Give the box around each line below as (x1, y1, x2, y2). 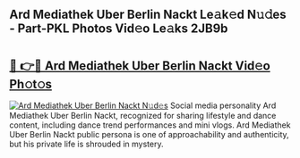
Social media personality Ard (169, 100, 277, 111)
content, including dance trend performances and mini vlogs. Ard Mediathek (9, 120, 291, 130)
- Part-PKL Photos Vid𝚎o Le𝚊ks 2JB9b (9, 21, 228, 37)
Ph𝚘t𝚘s (9, 76, 52, 92)
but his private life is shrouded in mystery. (9, 138, 164, 149)
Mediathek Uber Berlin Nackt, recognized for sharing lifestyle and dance (9, 111, 277, 121)
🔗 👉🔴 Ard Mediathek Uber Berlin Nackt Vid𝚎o (9, 58, 270, 73)
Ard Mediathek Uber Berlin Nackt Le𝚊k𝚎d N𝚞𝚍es (9, 7, 287, 22)
